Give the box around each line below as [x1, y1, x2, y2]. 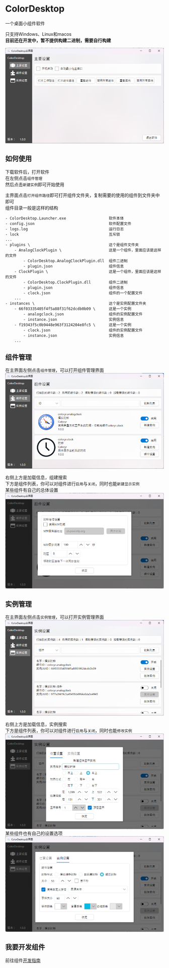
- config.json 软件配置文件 [5, 221, 132, 226]
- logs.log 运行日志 [5, 226, 124, 232]
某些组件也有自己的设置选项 [5, 830, 63, 836]
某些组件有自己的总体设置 [5, 487, 58, 493]
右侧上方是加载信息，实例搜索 [5, 721, 67, 727]
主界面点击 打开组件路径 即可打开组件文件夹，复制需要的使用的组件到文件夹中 [5, 192, 160, 198]
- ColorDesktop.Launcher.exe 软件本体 [5, 215, 124, 221]
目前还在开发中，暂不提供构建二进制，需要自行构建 [5, 37, 111, 43]
